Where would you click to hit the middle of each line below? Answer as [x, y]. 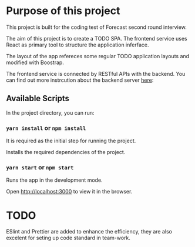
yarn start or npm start [40, 167]
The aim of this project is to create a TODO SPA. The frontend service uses [97, 38]
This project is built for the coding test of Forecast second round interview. [96, 27]
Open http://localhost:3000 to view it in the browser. [69, 192]
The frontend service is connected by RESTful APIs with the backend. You [96, 74]
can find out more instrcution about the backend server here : [80, 80]
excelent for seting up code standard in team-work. [68, 238]
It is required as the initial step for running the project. [71, 141]
